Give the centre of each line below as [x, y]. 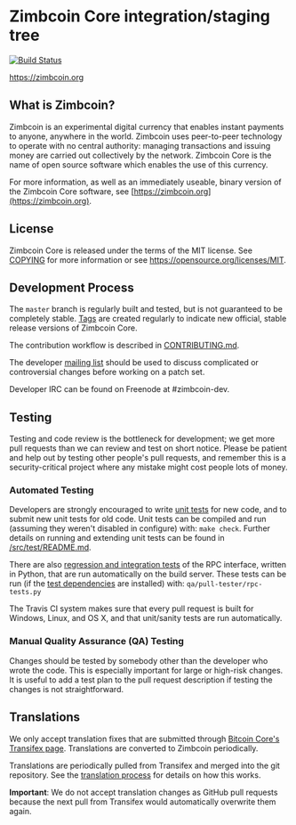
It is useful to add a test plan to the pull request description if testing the [141, 680]
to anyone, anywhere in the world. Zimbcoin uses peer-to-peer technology [146, 136]
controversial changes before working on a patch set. [107, 372]
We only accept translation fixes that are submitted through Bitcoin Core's [144, 739]
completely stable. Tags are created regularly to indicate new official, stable [148, 319]
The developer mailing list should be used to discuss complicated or [134, 363]
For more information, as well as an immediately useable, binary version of [145, 182]
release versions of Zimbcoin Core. [73, 328]
